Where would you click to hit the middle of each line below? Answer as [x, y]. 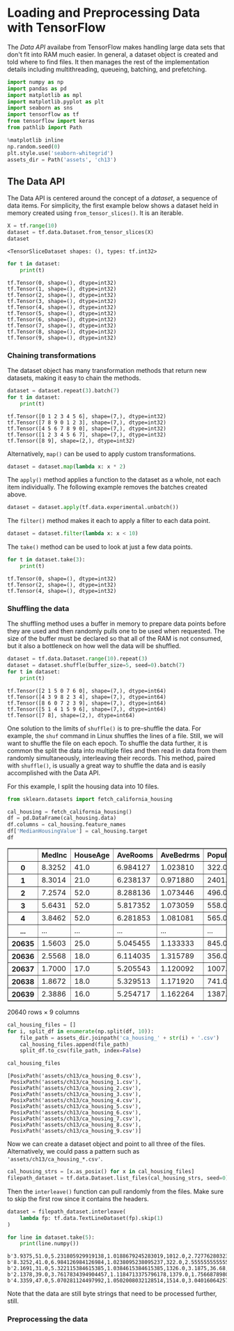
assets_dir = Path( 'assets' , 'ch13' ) [62, 160]
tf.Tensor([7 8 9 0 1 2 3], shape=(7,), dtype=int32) [87, 422]
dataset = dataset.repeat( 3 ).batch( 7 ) [63, 390]
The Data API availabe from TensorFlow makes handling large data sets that [116, 47]
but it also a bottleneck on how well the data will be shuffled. [94, 646]
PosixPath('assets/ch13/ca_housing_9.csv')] [76, 1131]
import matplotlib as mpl [45, 95]
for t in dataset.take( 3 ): [46, 560]
